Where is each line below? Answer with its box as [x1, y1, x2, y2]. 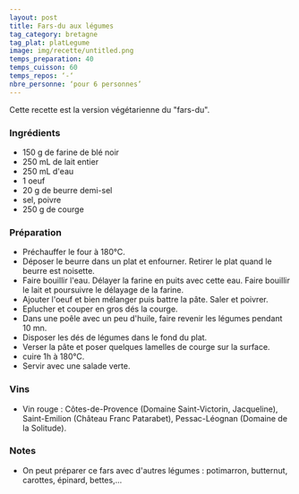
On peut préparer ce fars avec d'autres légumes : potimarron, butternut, [21, 464, 288, 475]
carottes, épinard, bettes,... [21, 474, 123, 485]
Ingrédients [9, 126, 61, 139]
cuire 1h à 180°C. [21, 351, 85, 362]
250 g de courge [21, 203, 85, 215]
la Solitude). [21, 422, 67, 433]
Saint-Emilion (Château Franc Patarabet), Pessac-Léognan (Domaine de [21, 413, 288, 423]
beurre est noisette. [21, 266, 96, 277]
